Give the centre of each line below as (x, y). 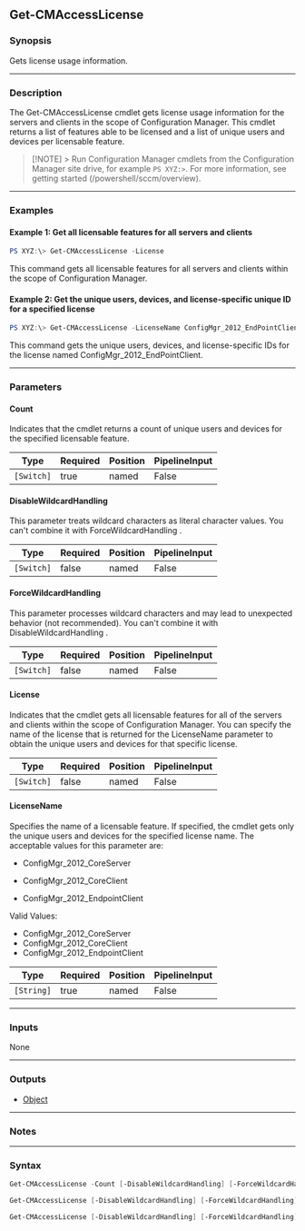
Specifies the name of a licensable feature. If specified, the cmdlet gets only (152, 826)
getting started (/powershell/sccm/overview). (116, 178)
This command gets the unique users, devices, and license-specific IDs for (150, 345)
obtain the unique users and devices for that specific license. (123, 743)
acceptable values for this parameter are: (86, 845)
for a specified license (52, 309)
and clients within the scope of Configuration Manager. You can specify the (151, 724)
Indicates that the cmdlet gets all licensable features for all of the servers (146, 715)
